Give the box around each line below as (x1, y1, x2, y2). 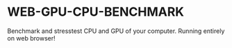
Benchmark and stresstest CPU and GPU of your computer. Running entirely (7, 27, 225, 35)
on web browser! (7, 34, 56, 42)
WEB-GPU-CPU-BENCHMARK (7, 4, 184, 20)
